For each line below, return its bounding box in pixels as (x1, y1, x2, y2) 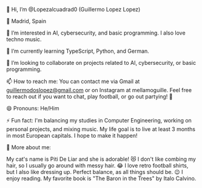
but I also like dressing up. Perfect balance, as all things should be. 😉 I (6, 169, 183, 175)
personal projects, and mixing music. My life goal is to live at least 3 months (6, 126, 196, 133)
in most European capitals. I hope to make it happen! (6, 132, 138, 139)
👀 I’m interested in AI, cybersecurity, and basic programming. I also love (6, 29, 186, 36)
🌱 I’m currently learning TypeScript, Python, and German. (6, 47, 150, 55)
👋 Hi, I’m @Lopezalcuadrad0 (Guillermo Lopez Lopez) (6, 6, 141, 13)
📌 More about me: (6, 144, 52, 151)
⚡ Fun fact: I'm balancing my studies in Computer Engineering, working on (6, 117, 192, 124)
